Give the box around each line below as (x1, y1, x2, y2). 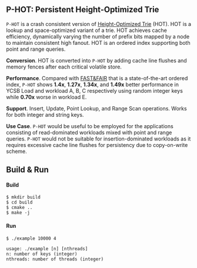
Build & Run (6, 165, 49, 175)
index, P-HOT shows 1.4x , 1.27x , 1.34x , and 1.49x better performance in (6, 81, 179, 88)
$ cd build (6, 200, 33, 205)
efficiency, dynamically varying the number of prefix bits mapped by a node (6, 32, 190, 40)
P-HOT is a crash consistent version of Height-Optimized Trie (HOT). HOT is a (6, 20, 192, 27)
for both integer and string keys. (6, 111, 84, 118)
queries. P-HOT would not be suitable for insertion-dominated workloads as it (6, 135, 191, 142)
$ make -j (6, 210, 31, 216)
